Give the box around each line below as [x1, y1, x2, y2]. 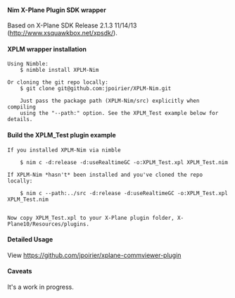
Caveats [7, 267, 32, 275]
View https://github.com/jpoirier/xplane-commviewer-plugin [7, 251, 182, 259]
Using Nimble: [7, 61, 49, 68]
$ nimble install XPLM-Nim [20, 67, 99, 74]
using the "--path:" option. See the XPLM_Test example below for [20, 110, 219, 117]
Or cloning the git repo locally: [7, 79, 109, 86]
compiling [7, 104, 37, 111]
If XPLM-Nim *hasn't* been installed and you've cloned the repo [7, 171, 203, 178]
